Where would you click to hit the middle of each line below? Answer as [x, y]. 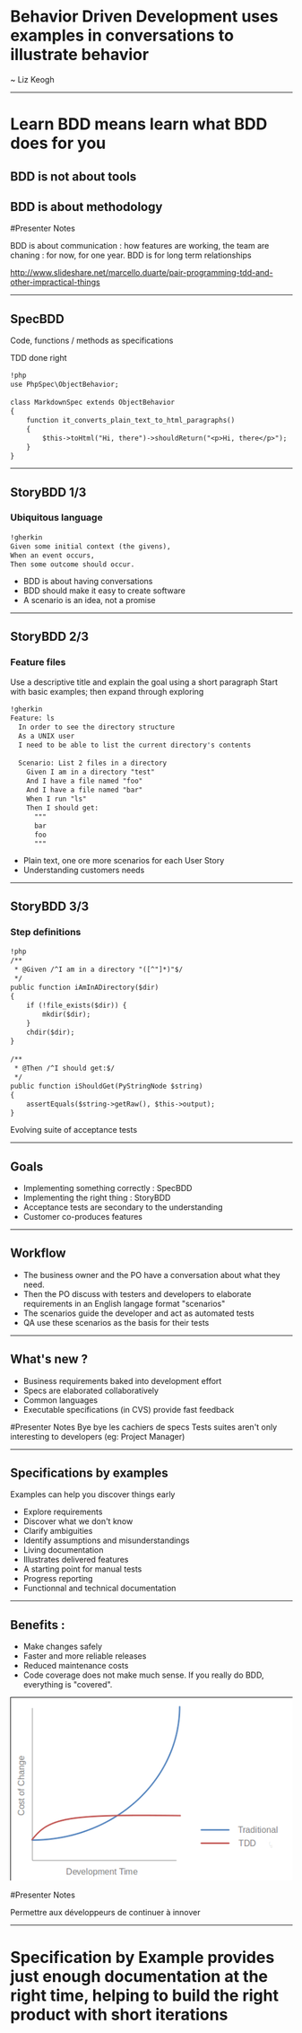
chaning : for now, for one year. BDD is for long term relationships [131, 255]
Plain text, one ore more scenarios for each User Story [124, 860]
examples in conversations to [122, 35]
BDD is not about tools [73, 176]
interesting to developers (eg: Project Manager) [98, 1436]
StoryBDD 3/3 [50, 906]
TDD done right [39, 358]
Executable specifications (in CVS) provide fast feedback [129, 1409]
